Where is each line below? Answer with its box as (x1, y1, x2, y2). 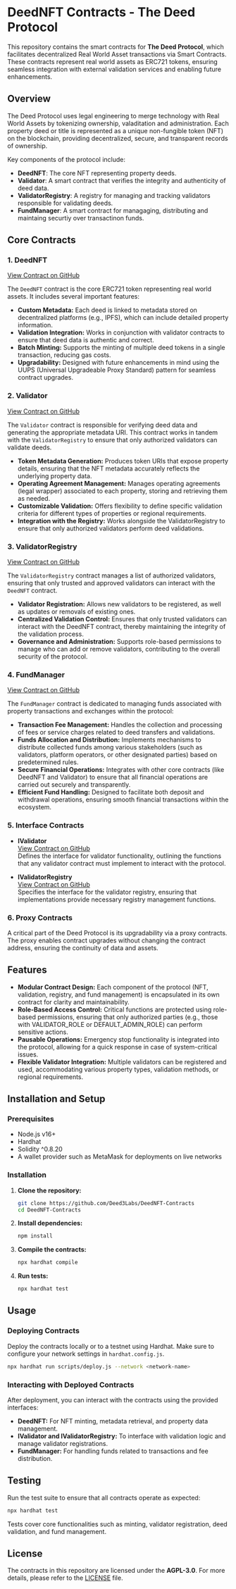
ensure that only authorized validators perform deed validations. (17, 524, 204, 532)
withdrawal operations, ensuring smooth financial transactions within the (17, 795, 229, 804)
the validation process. (17, 630, 85, 638)
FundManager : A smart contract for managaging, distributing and (17, 206, 209, 215)
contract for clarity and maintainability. (17, 997, 130, 1006)
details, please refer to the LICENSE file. (7, 1574, 123, 1582)
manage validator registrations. (17, 1439, 108, 1447)
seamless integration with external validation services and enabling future (7, 65, 222, 73)
